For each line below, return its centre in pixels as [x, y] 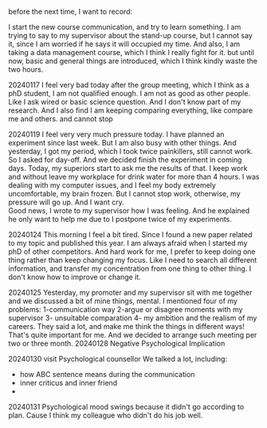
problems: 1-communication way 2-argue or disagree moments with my [126, 309]
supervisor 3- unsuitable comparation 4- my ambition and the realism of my [133, 318]
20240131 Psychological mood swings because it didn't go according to [126, 407]
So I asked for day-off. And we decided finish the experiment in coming [125, 160]
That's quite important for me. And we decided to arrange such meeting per [133, 335]
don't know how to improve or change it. [75, 277]
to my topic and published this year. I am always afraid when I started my [128, 243]
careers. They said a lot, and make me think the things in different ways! [126, 326]
